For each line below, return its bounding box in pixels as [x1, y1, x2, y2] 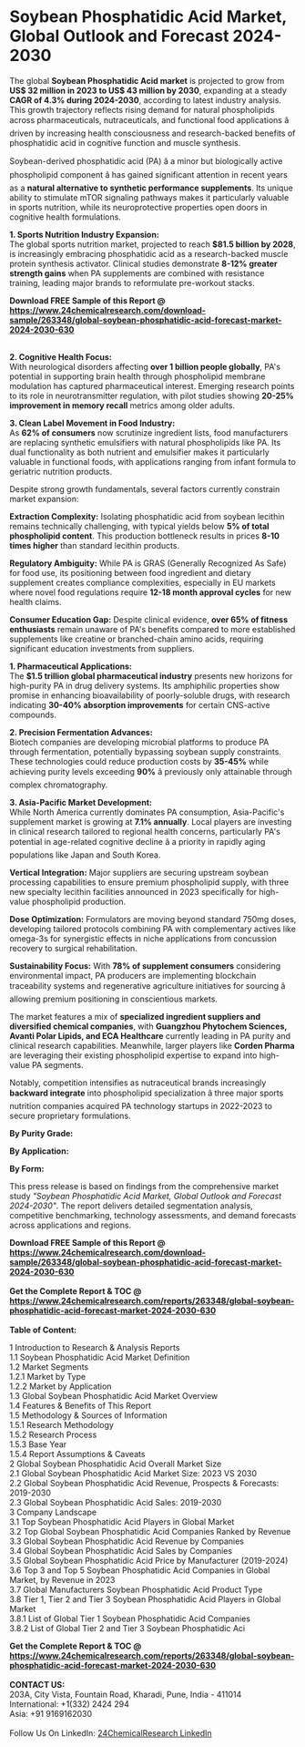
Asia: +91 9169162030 [9, 1708, 93, 1719]
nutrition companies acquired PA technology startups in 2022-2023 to [9, 1100, 273, 1111]
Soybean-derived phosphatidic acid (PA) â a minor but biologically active [9, 155, 283, 166]
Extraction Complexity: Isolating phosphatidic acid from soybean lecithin [9, 510, 285, 521]
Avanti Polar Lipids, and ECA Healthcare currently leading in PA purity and [9, 1030, 291, 1041]
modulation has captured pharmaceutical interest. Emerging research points [9, 380, 295, 391]
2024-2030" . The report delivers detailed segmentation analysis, [9, 1200, 253, 1211]
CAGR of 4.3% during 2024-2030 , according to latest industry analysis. [9, 94, 282, 106]
